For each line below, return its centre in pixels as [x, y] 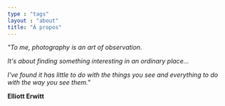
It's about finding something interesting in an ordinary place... [98, 61]
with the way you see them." [49, 83]
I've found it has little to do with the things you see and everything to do [113, 75]
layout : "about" [33, 21]
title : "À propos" [35, 27]
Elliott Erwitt [26, 96]
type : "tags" [28, 14]
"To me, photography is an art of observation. [75, 48]
